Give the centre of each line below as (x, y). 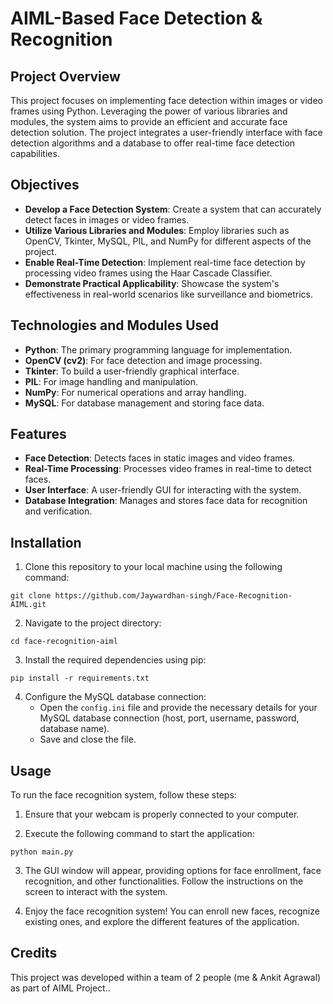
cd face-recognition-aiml (64, 642)
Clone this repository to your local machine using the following (153, 567)
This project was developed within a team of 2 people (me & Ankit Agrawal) (166, 977)
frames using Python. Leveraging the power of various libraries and (149, 111)
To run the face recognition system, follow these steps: (123, 795)
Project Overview (65, 76)
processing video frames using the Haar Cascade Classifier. (148, 273)
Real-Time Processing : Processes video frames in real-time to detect (168, 469)
